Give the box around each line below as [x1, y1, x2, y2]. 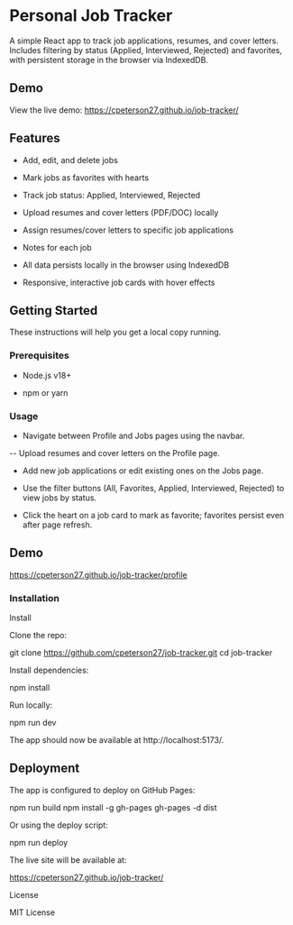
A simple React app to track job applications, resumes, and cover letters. [9, 35, 279, 46]
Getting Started [9, 303, 98, 318]
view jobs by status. [22, 492, 97, 503]
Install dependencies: [9, 664, 89, 676]
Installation [9, 591, 60, 604]
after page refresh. [22, 519, 93, 530]
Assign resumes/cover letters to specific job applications [22, 224, 234, 235]
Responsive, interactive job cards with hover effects [22, 277, 215, 288]
